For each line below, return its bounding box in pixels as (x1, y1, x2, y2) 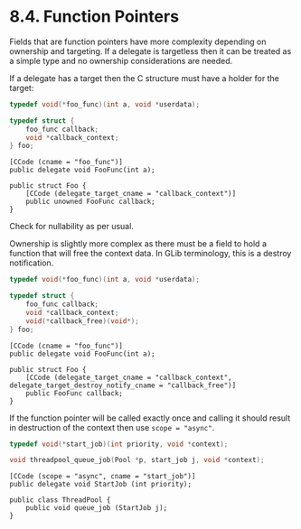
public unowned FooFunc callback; (25, 197, 155, 207)
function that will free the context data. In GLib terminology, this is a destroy (9, 248, 292, 259)
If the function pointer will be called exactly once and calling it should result (9, 413, 291, 423)
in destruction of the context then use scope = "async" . (9, 422, 215, 432)
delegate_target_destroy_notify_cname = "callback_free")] (9, 381, 237, 390)
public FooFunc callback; (25, 388, 124, 398)
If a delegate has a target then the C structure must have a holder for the (9, 72, 280, 83)
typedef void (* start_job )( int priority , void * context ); (9, 440, 229, 449)
